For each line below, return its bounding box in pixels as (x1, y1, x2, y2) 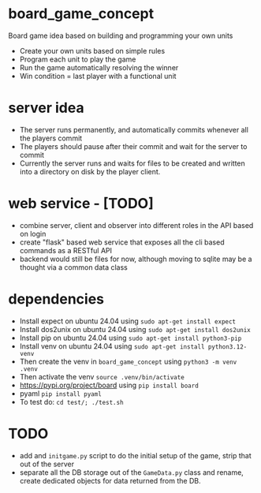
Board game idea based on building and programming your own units (8, 31, 233, 40)
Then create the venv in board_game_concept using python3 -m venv (19, 357, 237, 366)
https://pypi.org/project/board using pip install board (19, 380, 199, 390)
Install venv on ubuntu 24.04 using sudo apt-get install (19, 341, 205, 351)
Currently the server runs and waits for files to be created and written (19, 159, 246, 168)
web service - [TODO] (8, 195, 154, 213)
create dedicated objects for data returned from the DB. (19, 476, 201, 485)
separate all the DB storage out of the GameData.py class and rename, (19, 467, 244, 477)
